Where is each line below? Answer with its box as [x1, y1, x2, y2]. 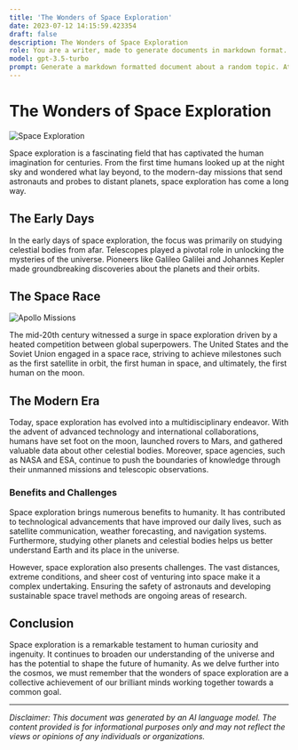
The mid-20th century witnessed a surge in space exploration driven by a [9, 330, 278, 341]
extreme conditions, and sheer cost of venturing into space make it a [9, 571, 261, 582]
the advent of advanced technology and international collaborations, [9, 426, 259, 437]
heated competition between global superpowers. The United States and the [9, 339, 289, 350]
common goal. [9, 687, 62, 698]
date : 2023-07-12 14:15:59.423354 [9, 21, 137, 30]
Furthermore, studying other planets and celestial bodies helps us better [9, 535, 273, 545]
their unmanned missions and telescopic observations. [9, 464, 209, 475]
